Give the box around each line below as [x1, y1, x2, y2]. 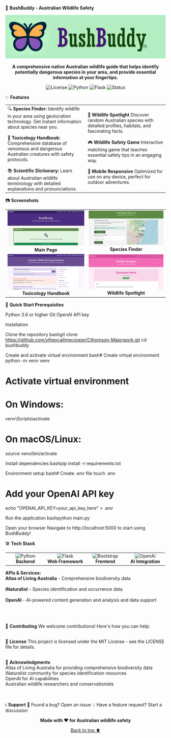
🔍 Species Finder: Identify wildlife [7, 105, 80, 112]
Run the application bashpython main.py [5, 515, 90, 521]
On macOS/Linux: [5, 434, 81, 445]
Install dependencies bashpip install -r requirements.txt [5, 460, 121, 466]
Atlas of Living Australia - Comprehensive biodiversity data [5, 575, 131, 581]
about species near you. [7, 124, 58, 130]
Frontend [95, 558, 116, 564]
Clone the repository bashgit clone [5, 331, 78, 337]
